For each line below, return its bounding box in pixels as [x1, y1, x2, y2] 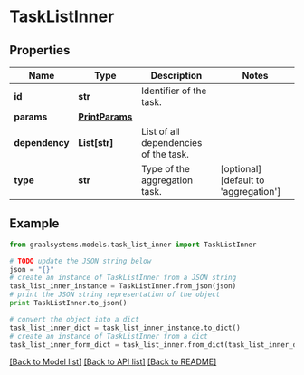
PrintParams [78, 111, 133, 123]
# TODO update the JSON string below [9, 256, 152, 265]
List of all [141, 125, 180, 138]
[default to [220, 174, 265, 187]
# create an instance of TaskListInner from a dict [9, 332, 208, 341]
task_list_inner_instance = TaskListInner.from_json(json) [9, 282, 237, 291]
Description [150, 70, 203, 82]
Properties [9, 43, 71, 58]
